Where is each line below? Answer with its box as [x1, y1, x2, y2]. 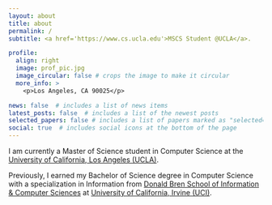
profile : [8, 49, 38, 58]
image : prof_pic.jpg [15, 64, 85, 73]
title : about [8, 19, 53, 28]
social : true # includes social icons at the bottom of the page [8, 124, 237, 132]
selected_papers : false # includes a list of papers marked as [8, 117, 227, 125]
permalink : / [8, 27, 53, 35]
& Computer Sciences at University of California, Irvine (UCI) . [8, 188, 212, 197]
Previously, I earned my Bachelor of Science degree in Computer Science [8, 171, 253, 180]
